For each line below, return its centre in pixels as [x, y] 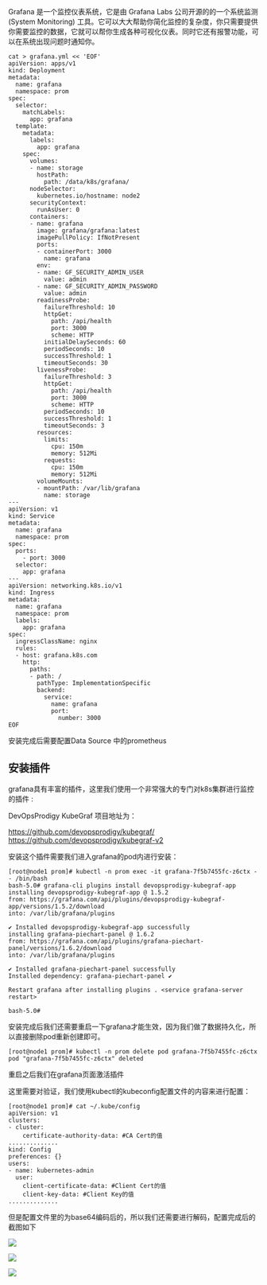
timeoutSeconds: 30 [76, 363]
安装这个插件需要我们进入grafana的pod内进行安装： [93, 856]
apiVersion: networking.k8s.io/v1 [66, 586]
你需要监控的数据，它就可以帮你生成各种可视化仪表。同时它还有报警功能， [130, 31]
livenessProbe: [62, 370]
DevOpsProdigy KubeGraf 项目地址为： [72, 816]
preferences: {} [35, 1156]
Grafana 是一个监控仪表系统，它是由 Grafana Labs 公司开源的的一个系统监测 [133, 12]
